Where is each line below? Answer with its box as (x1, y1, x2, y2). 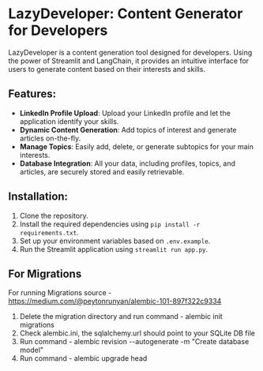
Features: (8, 88, 57, 101)
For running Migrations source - (8, 288, 112, 298)
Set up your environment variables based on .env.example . (19, 236, 211, 245)
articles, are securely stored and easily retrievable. (19, 167, 185, 176)
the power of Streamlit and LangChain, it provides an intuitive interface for (8, 56, 250, 66)
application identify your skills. (19, 116, 119, 126)
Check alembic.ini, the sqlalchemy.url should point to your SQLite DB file (19, 328, 255, 338)
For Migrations (8, 267, 82, 280)
